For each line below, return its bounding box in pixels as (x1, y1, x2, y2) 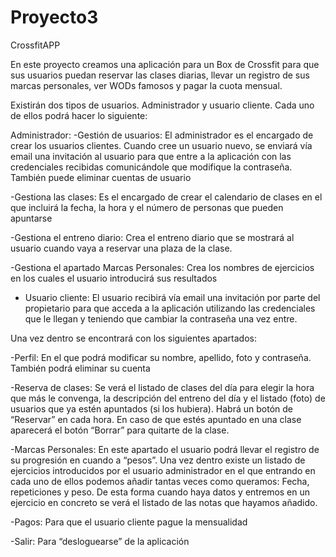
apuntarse (10, 212, 53, 224)
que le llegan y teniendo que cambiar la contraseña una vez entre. (24, 312, 298, 325)
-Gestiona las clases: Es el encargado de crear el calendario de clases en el (10, 191, 323, 203)
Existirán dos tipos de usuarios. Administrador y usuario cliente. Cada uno (10, 99, 315, 111)
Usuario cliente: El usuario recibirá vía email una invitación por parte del (24, 291, 321, 303)
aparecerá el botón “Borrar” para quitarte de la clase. (10, 424, 230, 436)
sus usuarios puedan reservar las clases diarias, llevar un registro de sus (10, 69, 310, 81)
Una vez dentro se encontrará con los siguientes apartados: (10, 332, 257, 344)
